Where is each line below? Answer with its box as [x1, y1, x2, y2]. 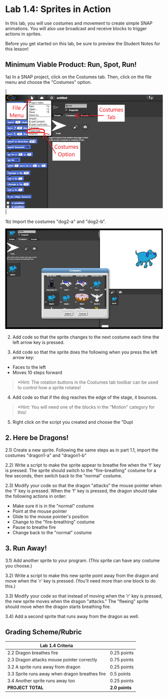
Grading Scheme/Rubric [5, 628, 82, 636]
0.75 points [109, 657, 134, 663]
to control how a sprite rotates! [17, 384, 81, 390]
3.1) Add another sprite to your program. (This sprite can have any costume [5, 557, 160, 563]
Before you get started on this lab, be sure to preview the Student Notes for [5, 40, 160, 46]
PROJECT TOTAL [7, 684, 43, 691]
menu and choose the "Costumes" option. [5, 79, 92, 85]
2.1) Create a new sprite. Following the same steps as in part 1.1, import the [5, 447, 158, 453]
